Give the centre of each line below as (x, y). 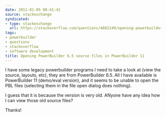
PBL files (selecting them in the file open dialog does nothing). (68, 86)
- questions (17, 42)
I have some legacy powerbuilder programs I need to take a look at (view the (83, 70)
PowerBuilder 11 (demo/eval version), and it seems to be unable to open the (82, 80)
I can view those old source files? (39, 101)
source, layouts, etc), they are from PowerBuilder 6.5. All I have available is (81, 75)
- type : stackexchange (28, 24)
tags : (11, 33)
